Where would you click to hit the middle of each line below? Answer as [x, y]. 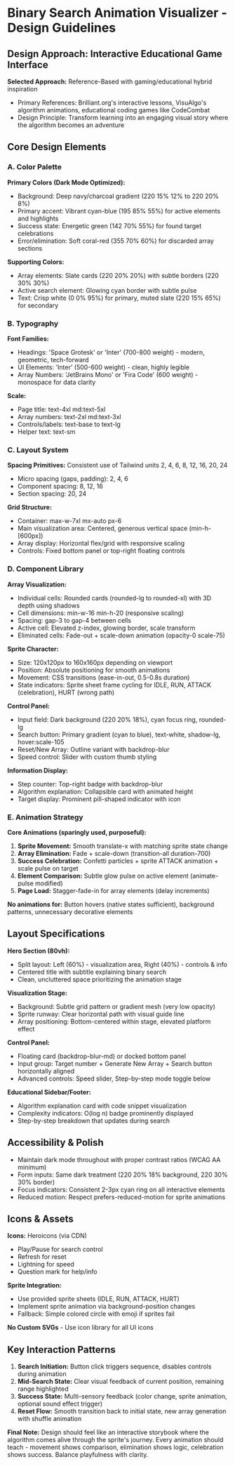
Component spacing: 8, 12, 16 [60, 487]
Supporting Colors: [36, 262]
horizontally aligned [46, 1071]
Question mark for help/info [57, 1272]
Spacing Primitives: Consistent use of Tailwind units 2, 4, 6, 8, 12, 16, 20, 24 [117, 465]
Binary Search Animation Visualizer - [117, 13]
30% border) [36, 1182]
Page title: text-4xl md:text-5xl [61, 409]
